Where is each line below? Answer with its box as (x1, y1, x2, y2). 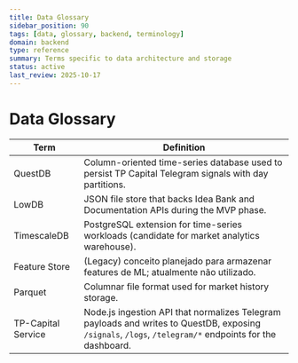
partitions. (83, 178, 126, 191)
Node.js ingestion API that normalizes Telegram (83, 305, 281, 318)
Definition (162, 141, 206, 154)
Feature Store (13, 260, 71, 272)
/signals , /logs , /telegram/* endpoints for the (83, 327, 277, 340)
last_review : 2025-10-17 (9, 71, 101, 80)
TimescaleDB (13, 229, 69, 241)
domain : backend (9, 37, 69, 47)
